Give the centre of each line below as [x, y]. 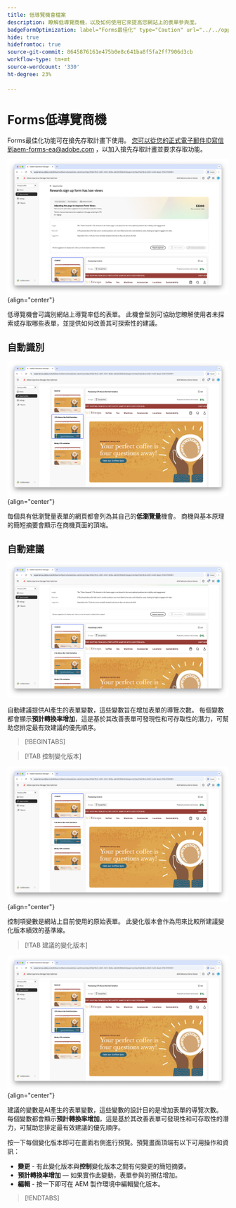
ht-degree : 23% [29, 74]
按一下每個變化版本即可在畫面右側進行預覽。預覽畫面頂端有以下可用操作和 [115, 1142]
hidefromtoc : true [34, 45]
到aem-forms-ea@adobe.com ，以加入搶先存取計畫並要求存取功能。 [107, 149]
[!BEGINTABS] [45, 741]
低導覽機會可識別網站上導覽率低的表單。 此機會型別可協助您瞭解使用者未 [113, 314]
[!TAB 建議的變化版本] [56, 945]
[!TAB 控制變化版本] [53, 756]
